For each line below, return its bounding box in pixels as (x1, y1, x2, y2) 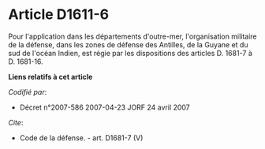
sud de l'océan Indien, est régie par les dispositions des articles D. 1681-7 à (8, 48, 252, 58)
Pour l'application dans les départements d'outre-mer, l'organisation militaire (8, 32, 258, 41)
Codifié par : (8, 87, 47, 96)
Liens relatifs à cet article (8, 72, 93, 81)
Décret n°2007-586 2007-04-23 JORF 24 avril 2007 (19, 102, 191, 112)
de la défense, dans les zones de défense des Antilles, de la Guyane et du (8, 39, 248, 49)
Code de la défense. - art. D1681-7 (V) (19, 132, 144, 143)
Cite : (8, 117, 24, 127)
